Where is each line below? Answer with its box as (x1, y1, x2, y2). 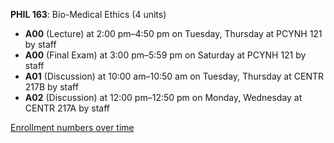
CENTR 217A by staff (24, 102, 111, 114)
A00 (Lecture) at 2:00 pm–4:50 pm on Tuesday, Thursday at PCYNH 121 (24, 28, 323, 39)
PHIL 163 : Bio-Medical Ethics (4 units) (10, 9, 167, 20)
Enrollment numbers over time (10, 122, 135, 133)
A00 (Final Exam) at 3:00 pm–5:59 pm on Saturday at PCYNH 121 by (24, 49, 307, 61)
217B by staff (24, 81, 79, 93)
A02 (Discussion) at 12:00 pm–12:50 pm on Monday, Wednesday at (24, 92, 303, 103)
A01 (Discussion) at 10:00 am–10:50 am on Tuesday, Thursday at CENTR (24, 70, 324, 82)
